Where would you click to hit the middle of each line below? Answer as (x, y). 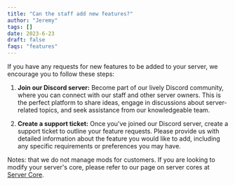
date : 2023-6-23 (31, 33)
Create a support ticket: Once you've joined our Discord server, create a (123, 123)
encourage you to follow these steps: (61, 74)
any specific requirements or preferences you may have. (99, 146)
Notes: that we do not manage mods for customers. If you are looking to (111, 160)
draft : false (26, 40)
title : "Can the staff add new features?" (70, 14)
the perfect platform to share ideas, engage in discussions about (111, 102)
